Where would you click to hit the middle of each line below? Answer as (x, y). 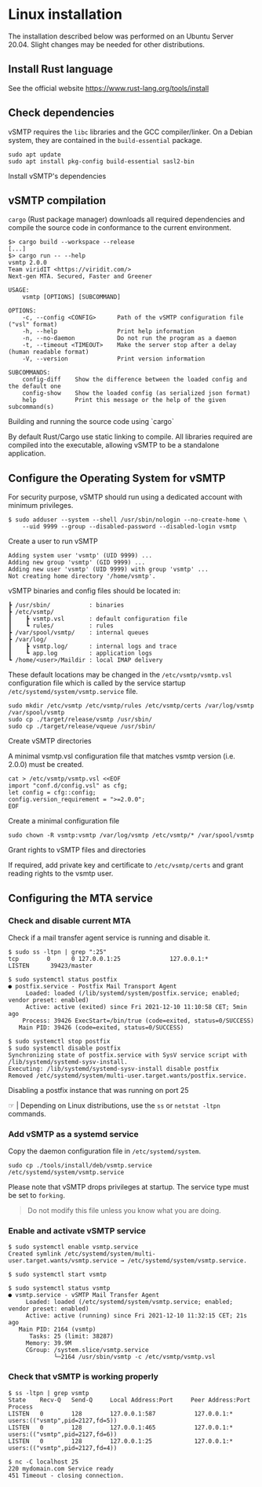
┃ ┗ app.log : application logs (80, 653)
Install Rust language (61, 69)
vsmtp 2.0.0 (27, 263)
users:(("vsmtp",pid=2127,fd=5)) (63, 1420)
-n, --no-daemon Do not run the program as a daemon (129, 338)
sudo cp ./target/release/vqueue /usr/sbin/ (82, 727)
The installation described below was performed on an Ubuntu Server (121, 36)
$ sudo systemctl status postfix (63, 979)
